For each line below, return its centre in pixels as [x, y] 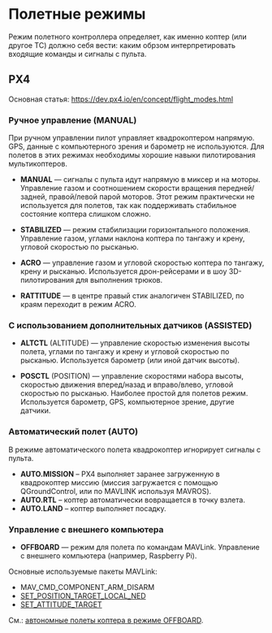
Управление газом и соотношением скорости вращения [118, 189]
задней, [33, 197]
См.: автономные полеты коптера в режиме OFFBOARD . [106, 620]
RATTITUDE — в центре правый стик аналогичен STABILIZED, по [132, 296]
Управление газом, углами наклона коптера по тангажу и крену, [132, 238]
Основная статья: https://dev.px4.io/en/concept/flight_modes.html [121, 99]
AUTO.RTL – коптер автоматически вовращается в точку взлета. [133, 500]
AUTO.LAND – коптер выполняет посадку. [93, 508]
